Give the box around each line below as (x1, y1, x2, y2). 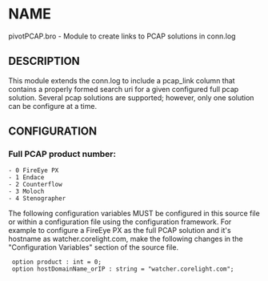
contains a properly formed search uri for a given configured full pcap (8, 84, 239, 94)
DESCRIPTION (8, 54, 80, 68)
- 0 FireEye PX (8, 167, 59, 175)
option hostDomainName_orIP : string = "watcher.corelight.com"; (11, 265, 234, 273)
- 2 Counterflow (8, 181, 62, 189)
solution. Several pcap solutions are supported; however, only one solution (8, 93, 254, 102)
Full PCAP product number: (8, 149, 116, 160)
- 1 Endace (8, 174, 45, 182)
